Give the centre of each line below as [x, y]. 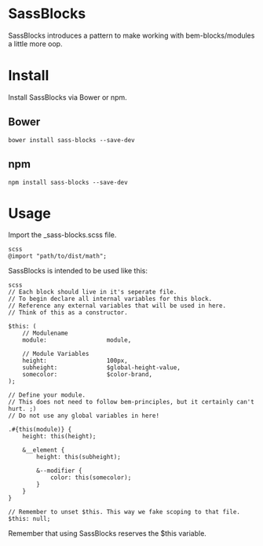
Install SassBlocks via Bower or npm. [68, 97]
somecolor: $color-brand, [88, 375]
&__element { [44, 450]
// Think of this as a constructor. [68, 313]
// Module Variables [56, 354]
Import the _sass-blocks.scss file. [62, 235]
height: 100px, [75, 361]
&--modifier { [59, 471]
